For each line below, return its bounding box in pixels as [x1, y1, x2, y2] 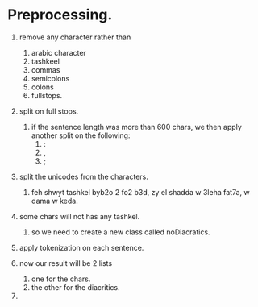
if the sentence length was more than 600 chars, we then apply [31, 122, 243, 131]
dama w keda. [31, 196, 78, 205]
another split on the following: [31, 131, 131, 140]
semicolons [31, 73, 70, 83]
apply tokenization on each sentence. [19, 243, 144, 252]
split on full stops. [19, 106, 79, 116]
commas [31, 64, 60, 74]
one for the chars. [31, 274, 91, 284]
